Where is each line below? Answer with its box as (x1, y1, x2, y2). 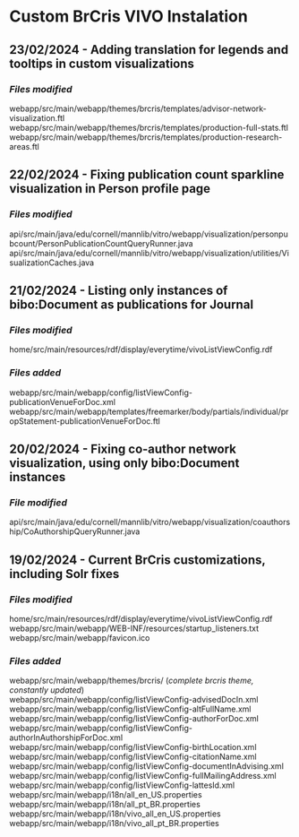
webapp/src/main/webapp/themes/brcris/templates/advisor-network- (9, 103, 267, 114)
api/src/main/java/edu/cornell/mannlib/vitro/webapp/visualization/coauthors (9, 517, 291, 528)
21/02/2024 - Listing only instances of (9, 282, 228, 298)
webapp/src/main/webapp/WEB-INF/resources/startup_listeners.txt (9, 623, 260, 634)
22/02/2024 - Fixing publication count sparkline (9, 168, 285, 183)
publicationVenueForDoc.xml (9, 396, 116, 407)
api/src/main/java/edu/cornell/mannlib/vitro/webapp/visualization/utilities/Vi (9, 247, 289, 258)
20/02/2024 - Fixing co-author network (9, 441, 237, 456)
